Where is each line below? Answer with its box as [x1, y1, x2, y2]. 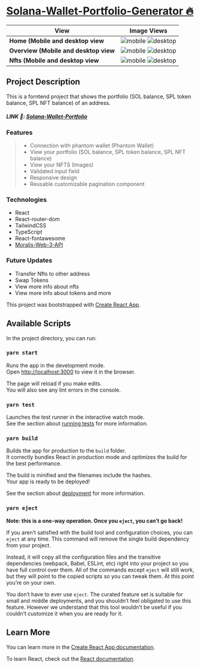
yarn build [6, 435, 38, 442]
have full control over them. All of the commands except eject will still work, [6, 566, 195, 573]
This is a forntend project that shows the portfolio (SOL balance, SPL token [6, 92, 191, 100]
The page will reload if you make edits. [6, 380, 102, 387]
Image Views [129, 26, 168, 34]
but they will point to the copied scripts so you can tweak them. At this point [6, 572, 194, 580]
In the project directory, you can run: [6, 334, 97, 342]
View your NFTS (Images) [29, 161, 94, 168]
